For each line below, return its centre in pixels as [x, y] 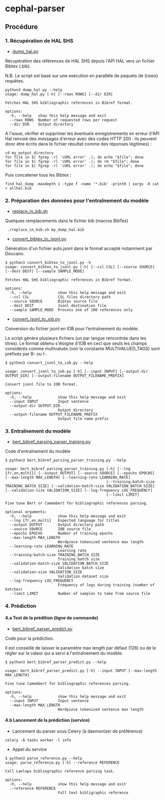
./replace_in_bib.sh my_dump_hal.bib [46, 230]
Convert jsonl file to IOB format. [41, 385]
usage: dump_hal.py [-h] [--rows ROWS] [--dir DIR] [59, 94]
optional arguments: [26, 512]
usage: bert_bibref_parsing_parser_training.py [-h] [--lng [68, 469]
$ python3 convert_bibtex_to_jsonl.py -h [48, 263]
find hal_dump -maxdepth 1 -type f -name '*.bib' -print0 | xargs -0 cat [82, 184]
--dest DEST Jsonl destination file [58, 306]
